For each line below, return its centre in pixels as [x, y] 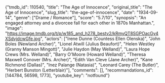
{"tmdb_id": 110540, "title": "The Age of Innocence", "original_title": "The [79, 7]
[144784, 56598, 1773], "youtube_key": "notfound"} [58, 75]
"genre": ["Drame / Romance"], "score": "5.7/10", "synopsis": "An [80, 18]
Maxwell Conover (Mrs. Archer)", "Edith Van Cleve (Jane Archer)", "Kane [79, 60]
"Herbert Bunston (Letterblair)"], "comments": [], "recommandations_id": [79, 70]
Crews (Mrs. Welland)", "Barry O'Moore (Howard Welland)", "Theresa [76, 54]
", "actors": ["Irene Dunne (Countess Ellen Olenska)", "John [100, 39]
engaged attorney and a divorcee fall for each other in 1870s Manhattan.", [80, 23]
